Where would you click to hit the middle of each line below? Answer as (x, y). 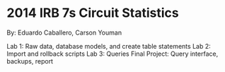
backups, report (30, 61)
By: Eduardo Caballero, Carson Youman (64, 32)
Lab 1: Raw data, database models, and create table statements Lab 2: (109, 46)
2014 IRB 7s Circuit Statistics (93, 13)
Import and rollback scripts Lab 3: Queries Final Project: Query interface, (112, 54)
